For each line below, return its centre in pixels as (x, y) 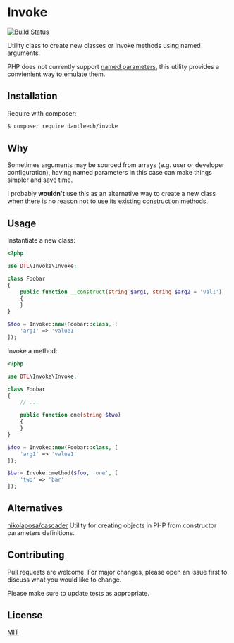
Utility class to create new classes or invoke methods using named (104, 45)
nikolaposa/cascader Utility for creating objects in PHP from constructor (112, 525)
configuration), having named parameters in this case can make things (110, 173)
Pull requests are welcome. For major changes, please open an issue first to (117, 572)
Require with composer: (42, 113)
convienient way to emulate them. (56, 74)
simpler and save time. (40, 180)
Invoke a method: (32, 350)
